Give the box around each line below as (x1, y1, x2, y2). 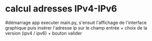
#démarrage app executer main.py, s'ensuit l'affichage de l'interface (5, 19, 147, 25)
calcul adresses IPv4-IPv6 (5, 3, 117, 14)
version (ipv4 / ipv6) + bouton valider (5, 30, 82, 36)
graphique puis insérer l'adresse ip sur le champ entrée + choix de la (5, 24, 147, 30)
